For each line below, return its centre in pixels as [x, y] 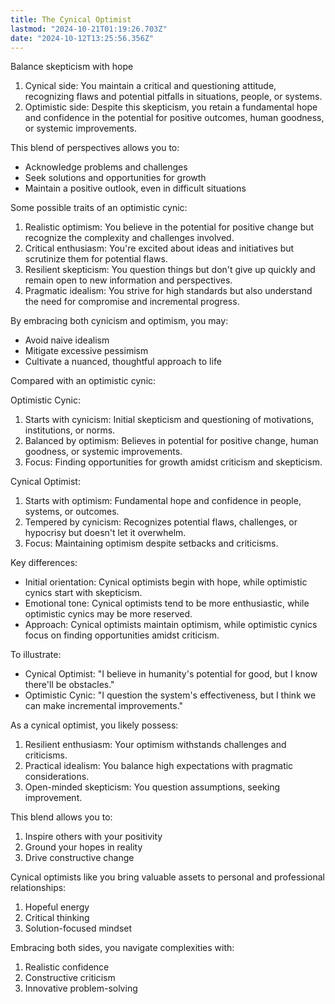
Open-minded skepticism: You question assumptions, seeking [152, 787]
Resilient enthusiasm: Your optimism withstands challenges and [155, 745]
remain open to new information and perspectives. [128, 280]
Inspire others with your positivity [93, 837]
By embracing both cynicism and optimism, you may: [119, 321]
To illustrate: [36, 655]
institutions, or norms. [70, 430]
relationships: [38, 888]
